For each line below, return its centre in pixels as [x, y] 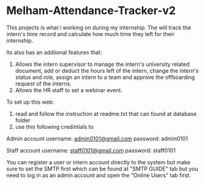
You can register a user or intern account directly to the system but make [99, 162]
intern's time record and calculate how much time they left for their [91, 34]
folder [23, 120]
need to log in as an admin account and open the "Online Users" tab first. [99, 175]
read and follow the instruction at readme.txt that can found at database [106, 114]
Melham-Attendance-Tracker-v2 [91, 11]
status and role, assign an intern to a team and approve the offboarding [105, 77]
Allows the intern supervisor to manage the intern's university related [102, 64]
